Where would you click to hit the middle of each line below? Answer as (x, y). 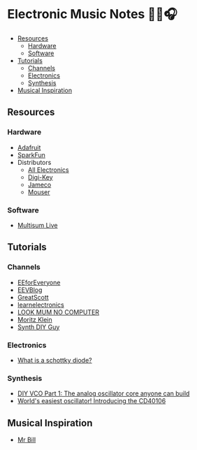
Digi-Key (41, 177)
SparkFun (31, 154)
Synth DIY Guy (38, 327)
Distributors (34, 162)
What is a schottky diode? (54, 360)
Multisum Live (37, 225)
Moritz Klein (35, 319)
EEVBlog (30, 290)
